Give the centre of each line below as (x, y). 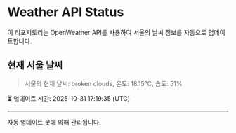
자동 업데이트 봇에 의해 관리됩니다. (54, 122)
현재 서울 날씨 (35, 65)
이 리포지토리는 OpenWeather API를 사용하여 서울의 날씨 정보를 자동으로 (107, 32)
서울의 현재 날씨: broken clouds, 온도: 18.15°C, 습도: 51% (103, 83)
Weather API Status (66, 12)
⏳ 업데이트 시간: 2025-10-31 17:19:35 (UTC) (68, 98)
